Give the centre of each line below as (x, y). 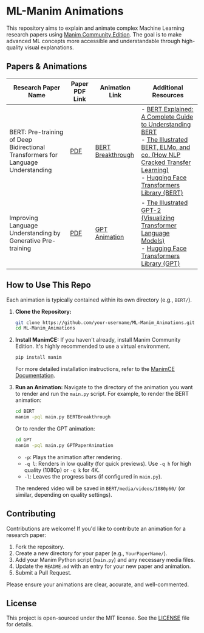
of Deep (21, 139)
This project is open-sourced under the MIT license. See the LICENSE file (98, 618)
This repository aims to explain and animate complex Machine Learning (96, 28)
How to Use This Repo (49, 285)
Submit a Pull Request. (43, 572)
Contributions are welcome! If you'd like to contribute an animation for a (96, 528)
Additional (168, 88)
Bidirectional (27, 147)
